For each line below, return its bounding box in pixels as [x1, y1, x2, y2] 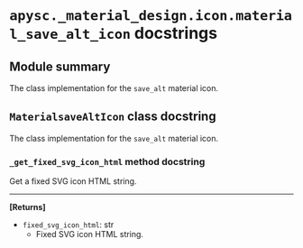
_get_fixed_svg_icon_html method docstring [9, 155, 206, 168]
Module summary [9, 59, 111, 74]
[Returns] [9, 202, 47, 213]
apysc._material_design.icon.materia [9, 7, 293, 24]
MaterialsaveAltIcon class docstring [9, 109, 216, 124]
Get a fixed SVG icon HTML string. [9, 176, 137, 187]
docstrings [133, 23, 218, 43]
